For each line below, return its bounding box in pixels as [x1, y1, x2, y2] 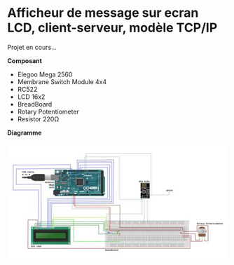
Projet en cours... [7, 43, 57, 51]
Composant [7, 56, 42, 64]
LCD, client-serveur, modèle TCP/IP [7, 20, 218, 36]
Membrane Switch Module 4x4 [17, 77, 107, 86]
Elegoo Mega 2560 [17, 70, 73, 79]
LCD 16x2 [17, 93, 46, 101]
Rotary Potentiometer [17, 107, 79, 116]
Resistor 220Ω [17, 114, 60, 123]
